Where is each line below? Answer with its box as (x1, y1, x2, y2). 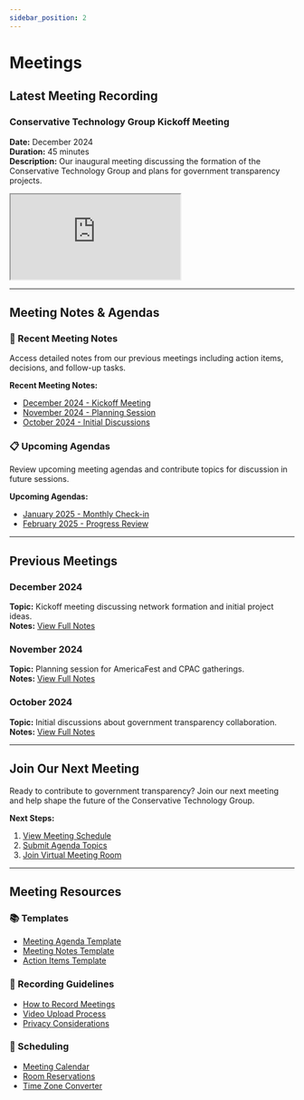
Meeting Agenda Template (22, 936, 122, 947)
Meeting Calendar (22, 1061, 90, 1072)
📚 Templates (9, 911, 70, 924)
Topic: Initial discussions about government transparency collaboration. (9, 716, 278, 727)
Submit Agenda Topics (22, 840, 108, 850)
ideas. (9, 611, 33, 622)
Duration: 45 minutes (9, 146, 90, 157)
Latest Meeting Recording (9, 88, 158, 104)
